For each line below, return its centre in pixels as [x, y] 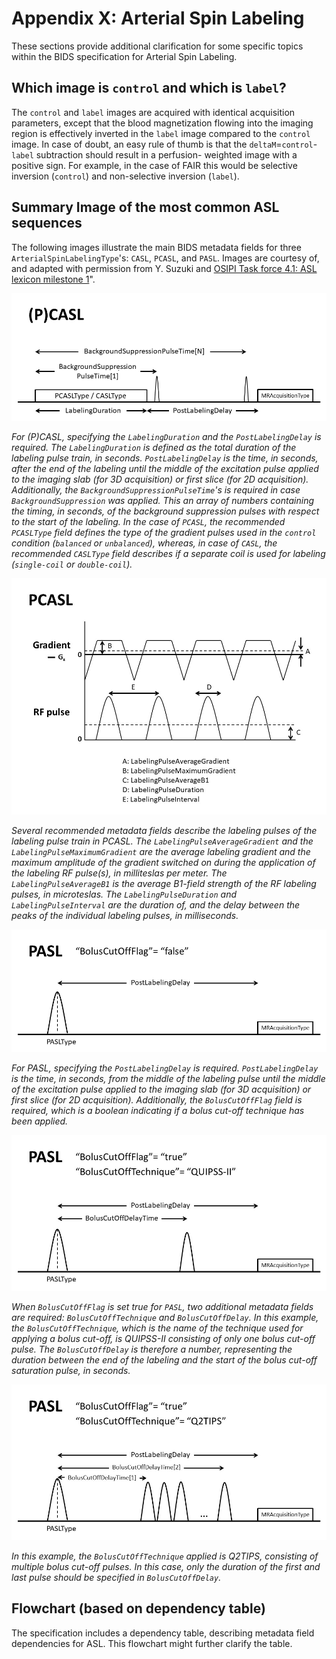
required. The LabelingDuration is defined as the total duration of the [154, 447]
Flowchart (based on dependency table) [138, 1608]
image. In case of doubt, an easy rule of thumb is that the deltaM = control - [164, 144]
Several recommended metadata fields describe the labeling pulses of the [164, 830]
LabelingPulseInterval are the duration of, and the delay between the [156, 904]
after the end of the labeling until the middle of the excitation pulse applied [165, 468]
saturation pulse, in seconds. [71, 1370]
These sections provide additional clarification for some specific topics [157, 46]
